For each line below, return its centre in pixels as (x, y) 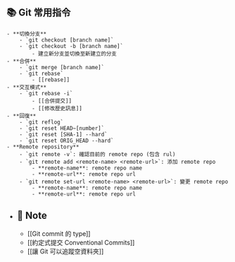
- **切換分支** (27, 34)
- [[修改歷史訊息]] (57, 108)
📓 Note (32, 216)
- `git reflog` (42, 122)
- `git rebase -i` (46, 93)
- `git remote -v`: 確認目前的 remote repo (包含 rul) (97, 154)
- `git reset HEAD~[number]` (62, 128)
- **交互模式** (27, 87)
